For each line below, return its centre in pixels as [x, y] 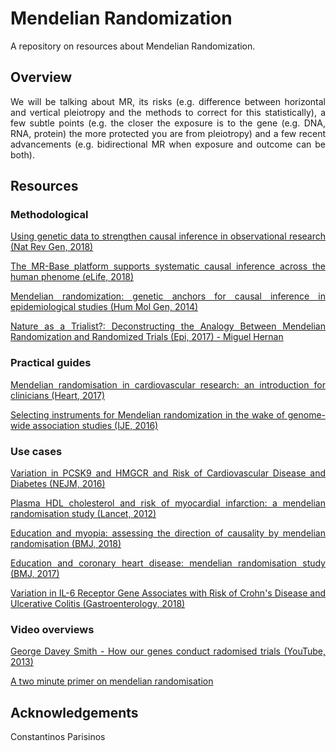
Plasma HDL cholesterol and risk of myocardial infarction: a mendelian [168, 503]
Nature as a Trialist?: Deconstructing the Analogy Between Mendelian [168, 326]
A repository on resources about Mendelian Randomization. [133, 46]
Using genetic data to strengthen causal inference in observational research [168, 236]
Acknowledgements [74, 712]
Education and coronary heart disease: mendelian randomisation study [168, 563]
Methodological [49, 215]
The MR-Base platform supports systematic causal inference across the [168, 266]
